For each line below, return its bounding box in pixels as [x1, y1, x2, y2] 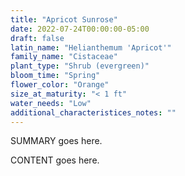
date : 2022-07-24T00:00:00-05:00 [10, 24, 150, 34]
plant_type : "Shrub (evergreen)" [10, 61, 150, 71]
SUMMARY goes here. [10, 135, 103, 147]
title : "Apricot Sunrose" [10, 14, 118, 25]
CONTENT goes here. [10, 154, 100, 166]
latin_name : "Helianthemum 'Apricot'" [10, 42, 172, 53]
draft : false [10, 33, 65, 43]
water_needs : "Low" [10, 98, 92, 108]
